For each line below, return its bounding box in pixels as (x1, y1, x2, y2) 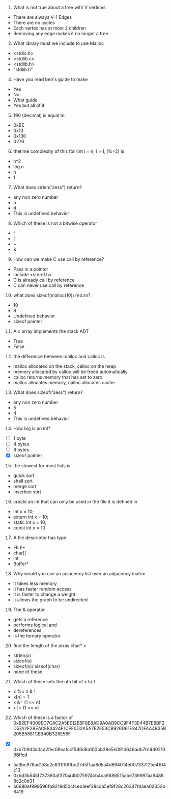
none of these (13, 669, 43, 675)
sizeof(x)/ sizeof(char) (13, 663, 61, 670)
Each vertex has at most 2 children (13, 25, 86, 31)
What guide (13, 97, 38, 103)
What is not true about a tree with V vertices (13, 5, 106, 10)
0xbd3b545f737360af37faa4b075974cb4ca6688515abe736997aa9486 (13, 773, 164, 779)
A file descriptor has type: (13, 535, 68, 541)
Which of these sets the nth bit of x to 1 (13, 679, 96, 685)
